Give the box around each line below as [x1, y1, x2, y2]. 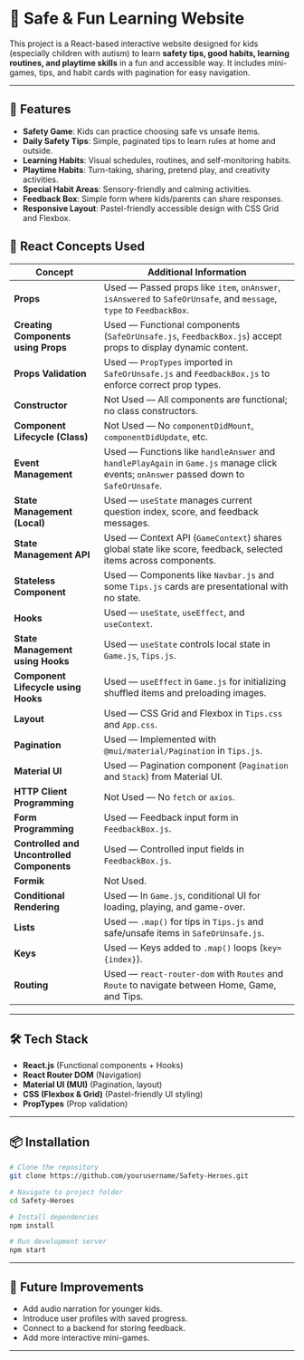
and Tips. [103, 989, 144, 1002]
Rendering [14, 901, 61, 913]
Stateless [14, 574, 56, 587]
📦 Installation [9, 1134, 90, 1150]
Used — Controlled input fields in [103, 843, 244, 855]
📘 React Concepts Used [9, 239, 145, 255]
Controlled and [14, 837, 80, 850]
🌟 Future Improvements [9, 1279, 145, 1295]
